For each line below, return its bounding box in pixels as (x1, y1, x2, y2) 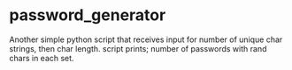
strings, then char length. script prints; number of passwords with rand (9, 43, 267, 53)
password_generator (9, 5, 166, 25)
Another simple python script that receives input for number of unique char (9, 34, 283, 45)
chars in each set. (9, 52, 74, 63)
